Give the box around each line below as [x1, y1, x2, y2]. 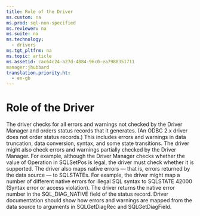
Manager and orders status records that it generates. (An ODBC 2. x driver [6, 127, 188, 134]
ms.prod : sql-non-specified [6, 20, 76, 26]
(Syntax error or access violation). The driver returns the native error [6, 184, 175, 192]
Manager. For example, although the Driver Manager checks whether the [6, 153, 185, 160]
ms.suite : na [6, 31, 39, 37]
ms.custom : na [6, 14, 42, 20]
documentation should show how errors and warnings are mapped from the [6, 197, 193, 204]
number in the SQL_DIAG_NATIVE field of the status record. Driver [6, 190, 169, 198]
